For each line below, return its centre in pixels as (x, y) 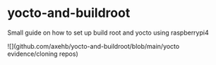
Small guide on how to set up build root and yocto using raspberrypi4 (108, 32)
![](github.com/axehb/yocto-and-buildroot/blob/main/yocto (94, 46)
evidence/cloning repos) (43, 54)
